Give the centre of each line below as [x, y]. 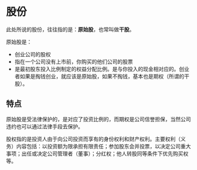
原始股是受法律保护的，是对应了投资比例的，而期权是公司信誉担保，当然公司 [98, 119]
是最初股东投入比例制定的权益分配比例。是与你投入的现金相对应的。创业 [102, 69]
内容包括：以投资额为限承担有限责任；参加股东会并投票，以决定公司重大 [103, 146]
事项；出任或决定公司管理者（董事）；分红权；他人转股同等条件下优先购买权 [97, 154]
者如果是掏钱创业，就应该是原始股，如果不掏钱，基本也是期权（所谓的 [99, 76]
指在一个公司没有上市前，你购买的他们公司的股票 [74, 62]
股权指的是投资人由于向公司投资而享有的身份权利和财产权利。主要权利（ [93, 139]
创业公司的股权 [33, 54]
